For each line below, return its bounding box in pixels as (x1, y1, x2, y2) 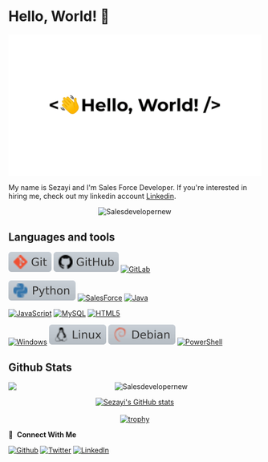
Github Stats (8, 360, 72, 374)
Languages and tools (8, 230, 116, 244)
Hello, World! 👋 (8, 7, 110, 26)
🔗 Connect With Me (8, 430, 77, 440)
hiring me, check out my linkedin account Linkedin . (8, 192, 177, 201)
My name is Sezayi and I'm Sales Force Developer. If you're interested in (8, 183, 247, 192)
